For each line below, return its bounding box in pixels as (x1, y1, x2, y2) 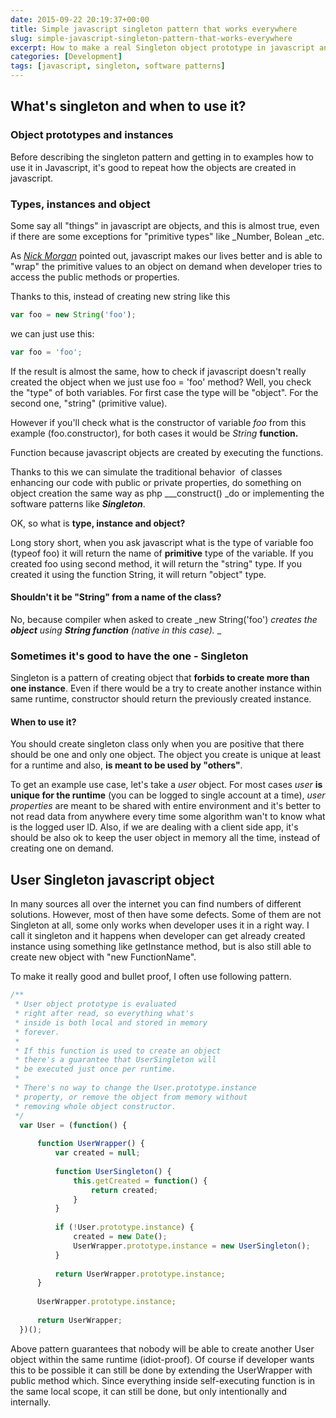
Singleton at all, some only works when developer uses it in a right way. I (10, 919, 310, 931)
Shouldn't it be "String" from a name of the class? (10, 591, 222, 603)
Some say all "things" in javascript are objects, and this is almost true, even (10, 219, 320, 231)
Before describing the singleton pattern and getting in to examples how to (10, 151, 314, 163)
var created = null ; (54, 1148, 141, 1158)
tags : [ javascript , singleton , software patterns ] (10, 61, 226, 71)
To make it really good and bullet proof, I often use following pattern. (10, 971, 292, 983)
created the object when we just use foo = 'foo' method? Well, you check (10, 376, 312, 388)
